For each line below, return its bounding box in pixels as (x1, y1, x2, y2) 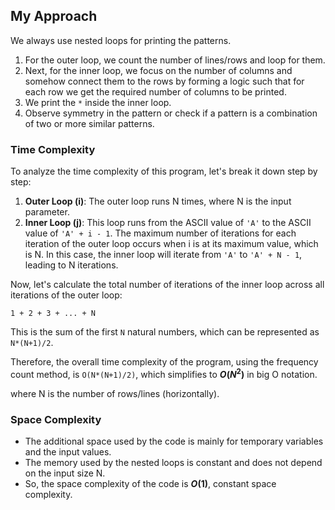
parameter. (24, 206, 70, 218)
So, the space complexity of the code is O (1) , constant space (24, 478, 277, 490)
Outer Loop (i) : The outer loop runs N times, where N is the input (24, 195, 292, 208)
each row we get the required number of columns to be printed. (24, 85, 287, 98)
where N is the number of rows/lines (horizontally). (10, 387, 220, 399)
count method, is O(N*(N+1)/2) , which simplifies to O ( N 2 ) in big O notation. (10, 367, 318, 380)
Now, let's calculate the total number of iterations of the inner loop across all (10, 279, 325, 291)
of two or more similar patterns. (24, 117, 155, 129)
